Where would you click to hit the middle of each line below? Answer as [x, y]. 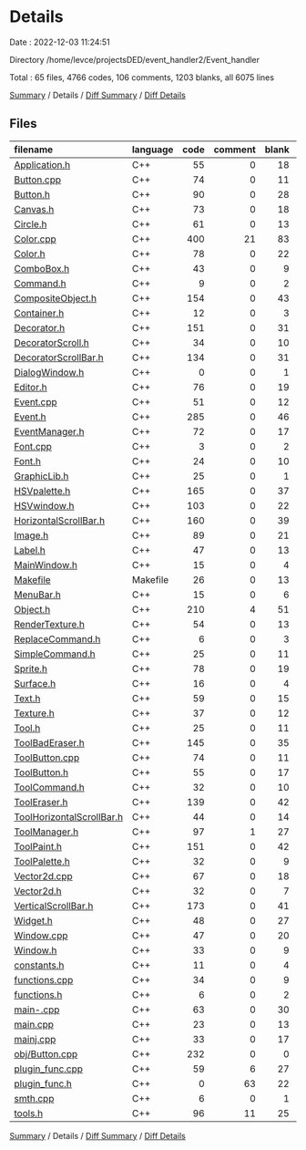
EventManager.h [49, 431]
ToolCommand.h [49, 787]
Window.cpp [41, 935]
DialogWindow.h [49, 372]
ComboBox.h [42, 268]
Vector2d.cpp [43, 875]
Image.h [31, 535]
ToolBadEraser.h [49, 742]
